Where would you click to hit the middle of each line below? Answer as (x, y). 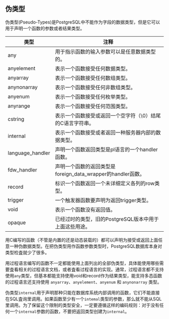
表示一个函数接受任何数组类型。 (93, 78)
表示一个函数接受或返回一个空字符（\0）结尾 (108, 115)
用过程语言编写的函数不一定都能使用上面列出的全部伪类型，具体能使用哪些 (82, 263)
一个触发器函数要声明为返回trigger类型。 (103, 200)
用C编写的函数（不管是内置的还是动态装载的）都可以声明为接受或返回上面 (82, 240)
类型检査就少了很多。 (27, 252)
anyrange (19, 106)
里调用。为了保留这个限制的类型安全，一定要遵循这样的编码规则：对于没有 (82, 305)
